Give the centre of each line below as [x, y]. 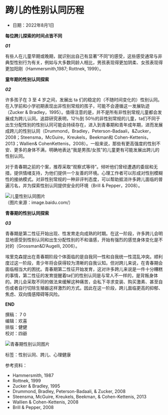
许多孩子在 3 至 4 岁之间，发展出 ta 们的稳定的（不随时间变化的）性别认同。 [84, 99]
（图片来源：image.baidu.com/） [39, 202]
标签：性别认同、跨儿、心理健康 [38, 354]
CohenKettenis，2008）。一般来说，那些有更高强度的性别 [97, 143]
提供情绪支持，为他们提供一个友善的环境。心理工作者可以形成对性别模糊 [88, 173]
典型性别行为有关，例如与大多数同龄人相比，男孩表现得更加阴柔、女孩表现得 [84, 62]
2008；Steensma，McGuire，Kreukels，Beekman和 [59, 137]
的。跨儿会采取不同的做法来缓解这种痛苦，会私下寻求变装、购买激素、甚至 [82, 282]
